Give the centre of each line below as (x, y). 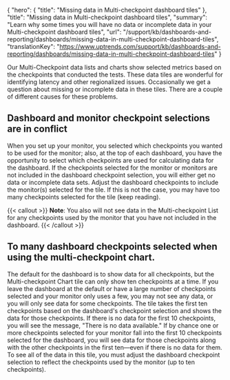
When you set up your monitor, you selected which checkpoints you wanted (115, 146)
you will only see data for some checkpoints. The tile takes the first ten (107, 303)
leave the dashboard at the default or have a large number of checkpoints (112, 288)
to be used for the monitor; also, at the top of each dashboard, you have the (115, 153)
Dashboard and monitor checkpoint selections (109, 118)
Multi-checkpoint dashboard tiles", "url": (64, 32)
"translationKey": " (33, 47)
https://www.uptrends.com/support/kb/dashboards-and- (140, 47)
